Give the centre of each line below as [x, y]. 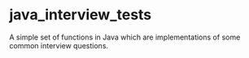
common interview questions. [59, 45]
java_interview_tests [81, 15]
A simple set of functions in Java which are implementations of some [125, 37]
